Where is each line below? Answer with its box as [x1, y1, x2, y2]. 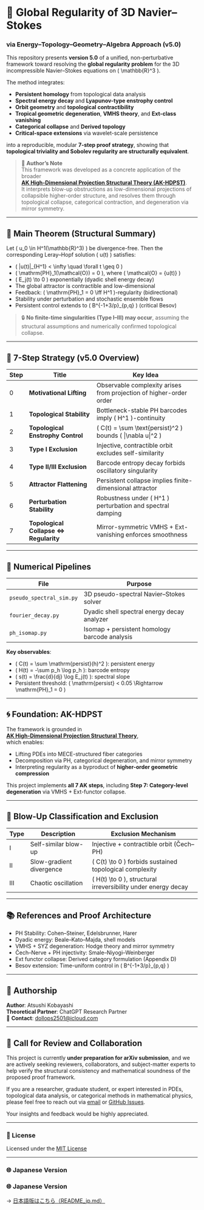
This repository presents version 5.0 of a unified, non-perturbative [6, 54, 174, 62]
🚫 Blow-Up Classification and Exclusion [6, 811, 159, 822]
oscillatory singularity [96, 467, 158, 475]
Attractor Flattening [29, 480, 87, 489]
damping [96, 509, 122, 518]
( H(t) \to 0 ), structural [92, 875, 157, 883]
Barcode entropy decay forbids [96, 459, 185, 467]
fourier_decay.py [9, 612, 59, 618]
